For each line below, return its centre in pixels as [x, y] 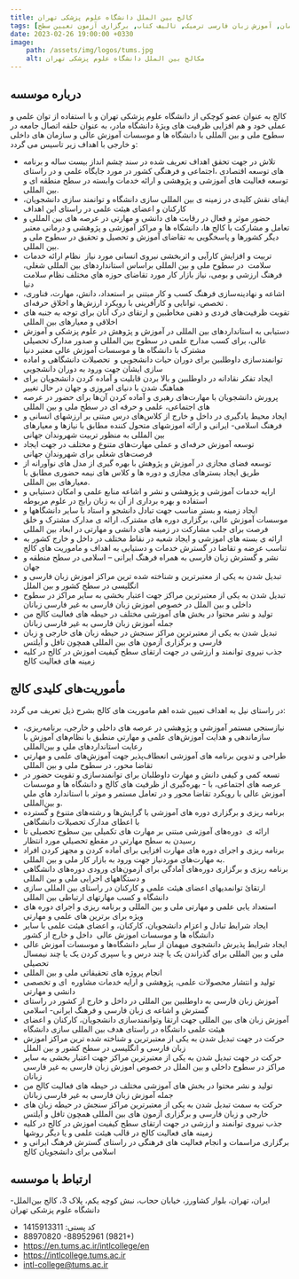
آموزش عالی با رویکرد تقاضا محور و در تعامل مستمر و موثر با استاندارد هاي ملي [154, 793]
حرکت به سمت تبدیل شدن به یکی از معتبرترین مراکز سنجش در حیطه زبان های [153, 1104]
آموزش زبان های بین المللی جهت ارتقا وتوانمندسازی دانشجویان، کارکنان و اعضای [156, 1019]
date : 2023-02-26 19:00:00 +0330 [72, 34]
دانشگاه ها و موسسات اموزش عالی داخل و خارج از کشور [118, 934]
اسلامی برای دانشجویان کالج [69, 1151]
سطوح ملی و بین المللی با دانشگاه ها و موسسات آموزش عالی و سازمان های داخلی [147, 135]
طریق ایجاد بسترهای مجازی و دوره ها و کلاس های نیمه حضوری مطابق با [141, 472]
